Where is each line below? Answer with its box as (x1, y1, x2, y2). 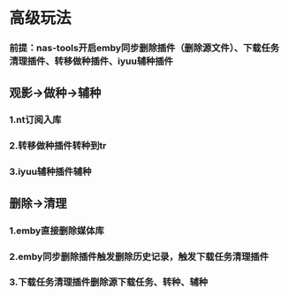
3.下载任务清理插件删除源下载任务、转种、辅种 (9, 276, 209, 288)
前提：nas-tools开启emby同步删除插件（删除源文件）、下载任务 (9, 42, 280, 54)
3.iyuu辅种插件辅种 (9, 165, 92, 178)
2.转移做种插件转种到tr (9, 140, 107, 152)
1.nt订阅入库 (9, 114, 62, 126)
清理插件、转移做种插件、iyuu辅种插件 (9, 55, 174, 67)
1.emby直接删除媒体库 (9, 224, 104, 237)
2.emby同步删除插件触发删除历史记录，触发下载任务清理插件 (9, 250, 270, 262)
